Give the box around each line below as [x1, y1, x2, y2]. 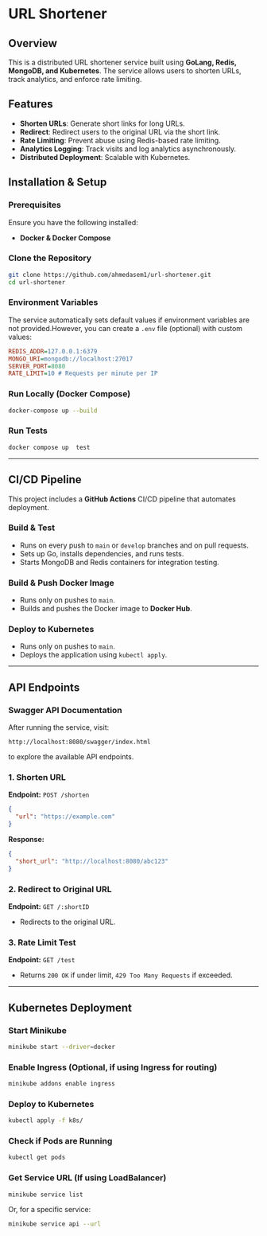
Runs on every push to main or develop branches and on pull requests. [19, 540, 249, 550]
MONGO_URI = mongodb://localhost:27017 [8, 355, 133, 363]
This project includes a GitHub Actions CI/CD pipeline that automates [8, 494, 236, 504]
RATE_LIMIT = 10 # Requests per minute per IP [8, 369, 158, 378]
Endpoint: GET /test [8, 955, 75, 965]
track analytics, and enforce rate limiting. [8, 75, 142, 84]
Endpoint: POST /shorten [8, 790, 90, 800]
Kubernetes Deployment [8, 1000, 133, 1015]
